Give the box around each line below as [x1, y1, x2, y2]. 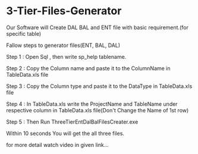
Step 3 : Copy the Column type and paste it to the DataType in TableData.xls [6, 82, 193, 90]
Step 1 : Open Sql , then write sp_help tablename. [6, 53, 127, 60]
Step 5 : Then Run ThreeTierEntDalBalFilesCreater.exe [6, 118, 139, 125]
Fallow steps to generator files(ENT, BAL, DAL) [6, 42, 121, 49]
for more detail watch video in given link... [6, 141, 109, 148]
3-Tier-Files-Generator [6, 4, 122, 18]
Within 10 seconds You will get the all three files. [6, 130, 125, 137]
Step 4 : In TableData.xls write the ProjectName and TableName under [6, 100, 178, 108]
